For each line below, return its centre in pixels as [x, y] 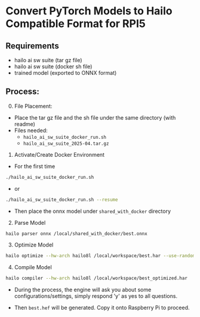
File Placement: [33, 106]
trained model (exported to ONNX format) [65, 73]
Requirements [32, 46]
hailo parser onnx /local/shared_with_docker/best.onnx [76, 234]
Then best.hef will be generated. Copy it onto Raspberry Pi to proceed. [102, 308]
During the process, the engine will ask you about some [83, 290]
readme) [24, 124]
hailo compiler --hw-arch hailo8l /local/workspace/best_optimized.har [96, 278]
